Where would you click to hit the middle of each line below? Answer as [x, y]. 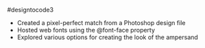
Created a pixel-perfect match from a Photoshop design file [101, 23]
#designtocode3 [30, 10]
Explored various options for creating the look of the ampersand [108, 37]
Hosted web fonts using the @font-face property [86, 30]
